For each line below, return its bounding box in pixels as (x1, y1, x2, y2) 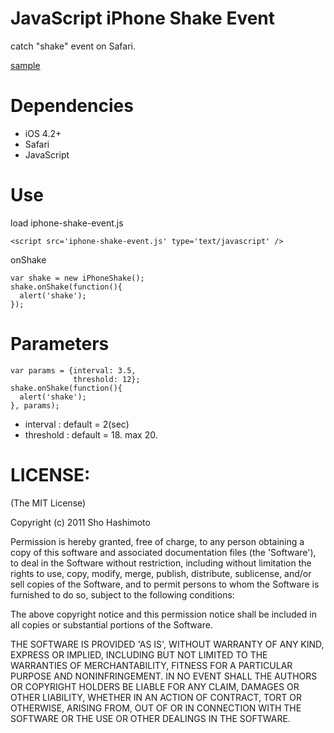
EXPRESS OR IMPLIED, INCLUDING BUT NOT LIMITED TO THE (10, 648, 268, 661)
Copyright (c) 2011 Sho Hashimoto (10, 516, 151, 528)
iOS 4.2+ (24, 127, 62, 139)
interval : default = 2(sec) (24, 418, 130, 430)
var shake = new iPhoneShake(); (10, 273, 145, 283)
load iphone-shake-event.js (10, 217, 124, 229)
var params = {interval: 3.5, (10, 365, 137, 376)
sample (10, 59, 41, 71)
